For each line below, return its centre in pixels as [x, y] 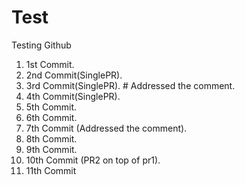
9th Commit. [51, 149]
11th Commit [51, 170]
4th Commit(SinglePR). [73, 96]
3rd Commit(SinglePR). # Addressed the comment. [130, 85]
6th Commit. [51, 117]
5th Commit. [51, 107]
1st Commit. [50, 64]
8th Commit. [51, 138]
